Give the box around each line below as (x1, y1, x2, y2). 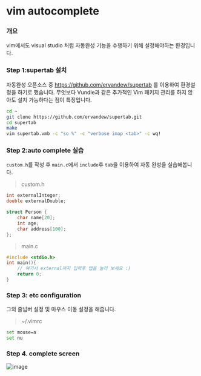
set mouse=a (6, 329, 36, 335)
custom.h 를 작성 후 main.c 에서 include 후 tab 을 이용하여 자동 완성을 (6, 161, 166, 168)
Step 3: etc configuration (6, 291, 82, 299)
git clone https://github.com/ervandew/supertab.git (6, 114, 142, 120)
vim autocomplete (6, 4, 100, 18)
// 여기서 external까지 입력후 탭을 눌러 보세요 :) (17, 265, 131, 272)
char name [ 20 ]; (17, 215, 56, 221)
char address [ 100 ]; (17, 226, 67, 232)
